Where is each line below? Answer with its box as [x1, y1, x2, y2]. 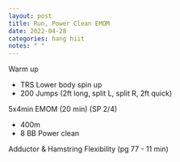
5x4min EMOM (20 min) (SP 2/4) [8, 104, 118, 114]
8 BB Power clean [19, 129, 80, 139]
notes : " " [8, 42, 45, 50]
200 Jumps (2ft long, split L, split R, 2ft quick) [19, 88, 173, 98]
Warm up [8, 64, 39, 74]
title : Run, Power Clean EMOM [8, 19, 111, 28]
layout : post [8, 11, 52, 20]
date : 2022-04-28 [8, 27, 67, 35]
